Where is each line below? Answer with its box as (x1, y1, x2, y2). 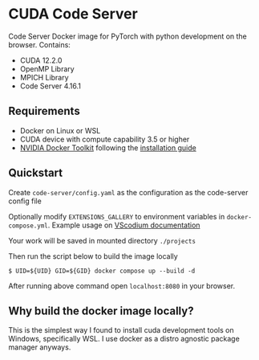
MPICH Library (19, 72, 70, 82)
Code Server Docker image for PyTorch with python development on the (8, 31, 247, 41)
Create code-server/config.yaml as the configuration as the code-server (8, 187, 249, 197)
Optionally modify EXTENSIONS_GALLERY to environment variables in (8, 211, 225, 221)
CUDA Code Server (8, 5, 138, 23)
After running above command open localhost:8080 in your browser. (8, 280, 236, 290)
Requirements (8, 104, 80, 118)
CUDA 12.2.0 (19, 55, 63, 65)
